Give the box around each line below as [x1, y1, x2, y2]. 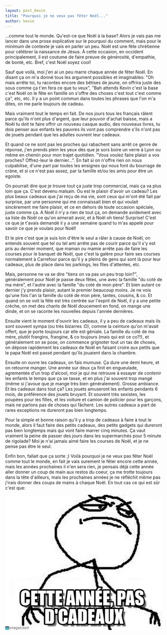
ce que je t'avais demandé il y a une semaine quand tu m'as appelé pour [5, 220, 154, 226]
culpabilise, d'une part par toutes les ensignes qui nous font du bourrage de [5, 163, 162, 169]
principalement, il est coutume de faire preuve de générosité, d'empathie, [5, 54, 156, 60]
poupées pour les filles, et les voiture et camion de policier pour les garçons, [5, 397, 163, 403]
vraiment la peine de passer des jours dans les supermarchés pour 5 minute [5, 433, 162, 439]
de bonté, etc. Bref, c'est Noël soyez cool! [5, 59, 91, 65]
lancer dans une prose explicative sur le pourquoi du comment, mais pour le [5, 38, 162, 44]
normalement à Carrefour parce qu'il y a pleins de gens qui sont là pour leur [5, 256, 161, 262]
